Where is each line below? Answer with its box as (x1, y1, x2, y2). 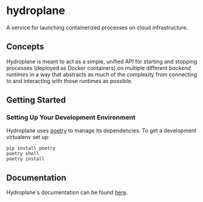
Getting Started (6, 95, 66, 106)
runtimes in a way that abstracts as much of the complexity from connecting (6, 71, 198, 78)
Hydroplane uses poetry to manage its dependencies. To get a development (6, 127, 197, 134)
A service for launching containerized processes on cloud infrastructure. (6, 24, 188, 31)
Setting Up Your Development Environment (6, 114, 136, 122)
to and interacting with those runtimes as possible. (6, 77, 132, 84)
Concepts (6, 41, 44, 52)
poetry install (6, 156, 45, 162)
